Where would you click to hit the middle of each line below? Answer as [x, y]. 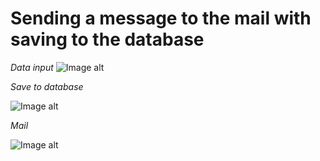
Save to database [47, 86]
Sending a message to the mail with [161, 18]
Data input [32, 67]
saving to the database [107, 39]
